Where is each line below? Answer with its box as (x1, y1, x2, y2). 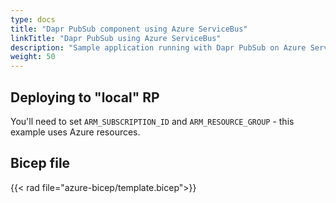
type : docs (10, 14, 56, 25)
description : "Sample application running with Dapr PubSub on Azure (10, 42, 307, 53)
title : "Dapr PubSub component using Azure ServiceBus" (10, 24, 248, 34)
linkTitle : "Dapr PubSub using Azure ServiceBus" (10, 33, 222, 43)
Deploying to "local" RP (10, 89, 160, 106)
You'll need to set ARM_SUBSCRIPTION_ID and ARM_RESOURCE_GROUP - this (10, 115, 295, 127)
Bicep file (10, 155, 71, 172)
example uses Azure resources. (10, 126, 141, 138)
